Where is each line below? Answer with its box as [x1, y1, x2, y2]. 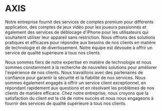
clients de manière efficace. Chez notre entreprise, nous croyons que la [5, 90, 149, 96]
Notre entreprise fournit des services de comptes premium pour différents [5, 19, 154, 25]
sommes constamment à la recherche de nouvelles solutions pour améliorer [5, 64, 157, 70]
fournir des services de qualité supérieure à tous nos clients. [5, 100, 126, 106]
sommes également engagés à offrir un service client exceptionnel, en [5, 79, 146, 85]
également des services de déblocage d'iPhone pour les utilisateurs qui [5, 29, 149, 35]
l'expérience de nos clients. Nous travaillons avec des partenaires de [5, 69, 144, 75]
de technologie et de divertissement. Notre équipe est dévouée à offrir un [5, 45, 153, 50]
